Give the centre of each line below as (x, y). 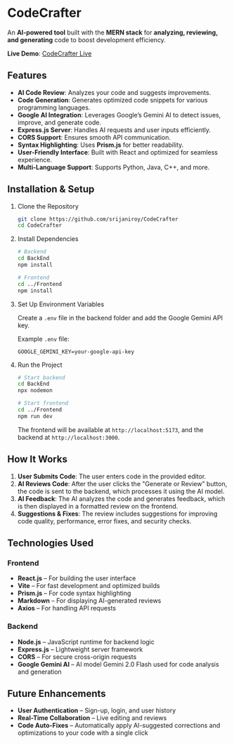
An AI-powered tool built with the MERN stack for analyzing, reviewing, (112, 32)
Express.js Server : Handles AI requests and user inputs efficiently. (114, 130)
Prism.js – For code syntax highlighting (74, 593)
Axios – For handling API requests (67, 608)
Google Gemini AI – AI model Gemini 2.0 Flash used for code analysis (118, 664)
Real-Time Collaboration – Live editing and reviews (92, 718)
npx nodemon (35, 391)
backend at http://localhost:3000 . (69, 437)
